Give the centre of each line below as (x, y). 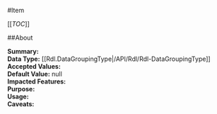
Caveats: (21, 104)
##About (20, 38)
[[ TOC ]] (18, 24)
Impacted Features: (36, 81)
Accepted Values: (34, 66)
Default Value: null (35, 74)
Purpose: (21, 89)
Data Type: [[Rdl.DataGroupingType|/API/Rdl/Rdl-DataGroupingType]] (109, 59)
